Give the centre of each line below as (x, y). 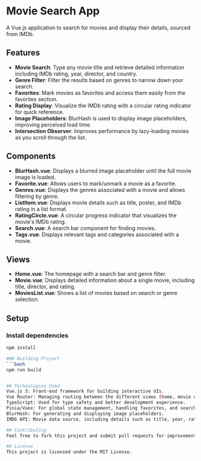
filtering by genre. (37, 196)
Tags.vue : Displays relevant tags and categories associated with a (97, 234)
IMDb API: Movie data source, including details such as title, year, (96, 419)
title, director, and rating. (45, 287)
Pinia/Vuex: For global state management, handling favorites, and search (101, 408)
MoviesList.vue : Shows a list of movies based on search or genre (96, 293)
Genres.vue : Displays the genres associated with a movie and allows (100, 189)
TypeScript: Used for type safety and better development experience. (96, 403)
